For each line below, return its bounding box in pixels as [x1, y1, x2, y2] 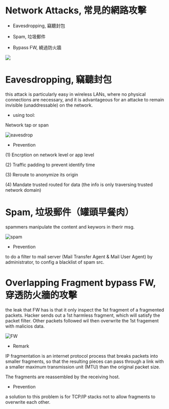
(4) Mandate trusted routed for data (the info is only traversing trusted [5, 181, 153, 188]
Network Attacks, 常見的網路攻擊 [5, 5, 147, 16]
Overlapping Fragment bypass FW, [5, 277, 156, 289]
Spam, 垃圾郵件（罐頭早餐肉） [5, 207, 134, 218]
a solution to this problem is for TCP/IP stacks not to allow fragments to [5, 393, 156, 400]
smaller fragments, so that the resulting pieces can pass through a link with [5, 358, 164, 364]
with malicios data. [5, 323, 45, 329]
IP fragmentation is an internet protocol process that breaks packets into [5, 353, 158, 359]
